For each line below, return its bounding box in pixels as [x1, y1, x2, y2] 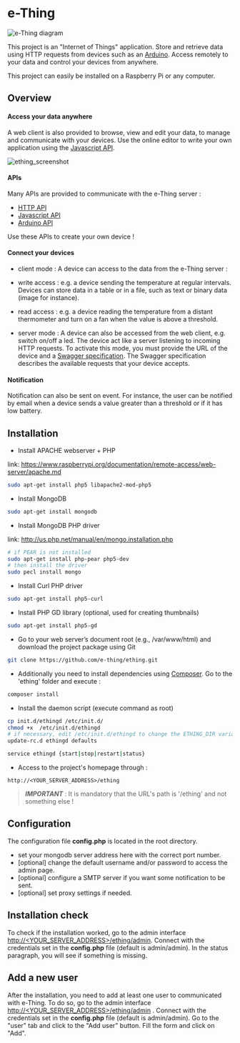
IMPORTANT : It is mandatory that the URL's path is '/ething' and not [24, 789, 227, 798]
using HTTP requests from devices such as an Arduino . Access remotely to [7, 50, 229, 59]
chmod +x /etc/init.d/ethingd [7, 724, 101, 732]
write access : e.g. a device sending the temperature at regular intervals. [17, 278, 232, 286]
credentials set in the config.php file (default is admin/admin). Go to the [7, 1013, 219, 1022]
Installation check [7, 909, 89, 922]
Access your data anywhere [7, 112, 93, 121]
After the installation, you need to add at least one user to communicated [7, 991, 222, 999]
